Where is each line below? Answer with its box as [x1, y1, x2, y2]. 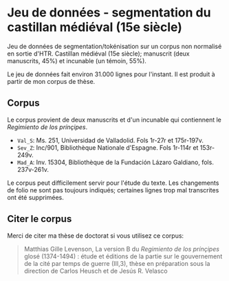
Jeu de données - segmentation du [7, 5, 211, 21]
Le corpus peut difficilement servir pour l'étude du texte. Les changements [7, 179, 219, 187]
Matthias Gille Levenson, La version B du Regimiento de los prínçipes [23, 245, 220, 253]
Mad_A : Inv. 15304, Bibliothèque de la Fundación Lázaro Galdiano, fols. [17, 158, 215, 166]
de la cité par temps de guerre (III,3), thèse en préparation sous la [23, 259, 210, 267]
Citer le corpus [7, 213, 72, 225]
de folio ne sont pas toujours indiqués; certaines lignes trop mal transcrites [7, 186, 219, 194]
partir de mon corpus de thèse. [7, 77, 96, 85]
